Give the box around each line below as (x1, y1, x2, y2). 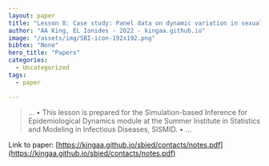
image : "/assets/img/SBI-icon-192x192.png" (8, 34, 156, 42)
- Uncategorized (15, 64, 70, 72)
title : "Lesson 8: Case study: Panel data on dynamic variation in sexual (8, 19, 263, 27)
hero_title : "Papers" (8, 49, 81, 57)
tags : (8, 71, 26, 79)
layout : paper (8, 11, 56, 20)
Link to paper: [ (8, 140, 58, 149)
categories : (8, 57, 48, 65)
